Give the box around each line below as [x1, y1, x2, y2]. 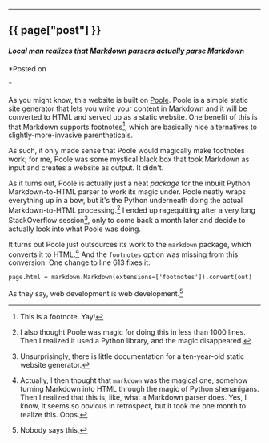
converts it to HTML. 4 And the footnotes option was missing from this [8, 248, 239, 259]
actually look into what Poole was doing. [8, 224, 142, 234]
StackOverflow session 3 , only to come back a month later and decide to [8, 213, 246, 225]
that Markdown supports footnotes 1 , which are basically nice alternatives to [8, 120, 258, 132]
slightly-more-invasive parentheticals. [8, 130, 134, 140]
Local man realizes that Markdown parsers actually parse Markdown [8, 46, 245, 55]
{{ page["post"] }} [8, 23, 102, 37]
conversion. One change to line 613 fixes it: [8, 258, 151, 267]
